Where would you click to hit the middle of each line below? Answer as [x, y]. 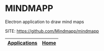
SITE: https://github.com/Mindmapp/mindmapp [52, 31]
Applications [22, 43]
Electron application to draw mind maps [45, 22]
